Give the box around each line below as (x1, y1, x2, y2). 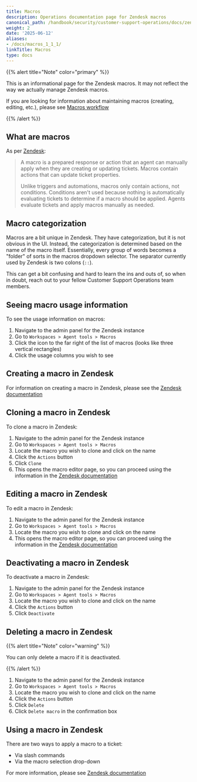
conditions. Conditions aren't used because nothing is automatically (20, 189, 185, 196)
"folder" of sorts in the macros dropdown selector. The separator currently (6, 253, 186, 260)
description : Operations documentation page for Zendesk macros (6, 14, 167, 20)
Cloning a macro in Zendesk (6, 407, 110, 417)
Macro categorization (6, 218, 87, 228)
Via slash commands (14, 751, 65, 759)
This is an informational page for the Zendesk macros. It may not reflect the (6, 80, 189, 87)
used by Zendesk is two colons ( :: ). (6, 259, 93, 266)
